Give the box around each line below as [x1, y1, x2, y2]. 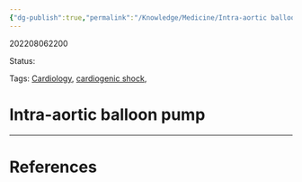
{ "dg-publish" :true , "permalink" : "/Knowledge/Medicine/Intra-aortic [9, 13, 268, 23]
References [9, 157, 97, 177]
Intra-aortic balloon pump [9, 105, 206, 124]
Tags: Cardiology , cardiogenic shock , [9, 73, 147, 84]
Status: [9, 55, 36, 66]
